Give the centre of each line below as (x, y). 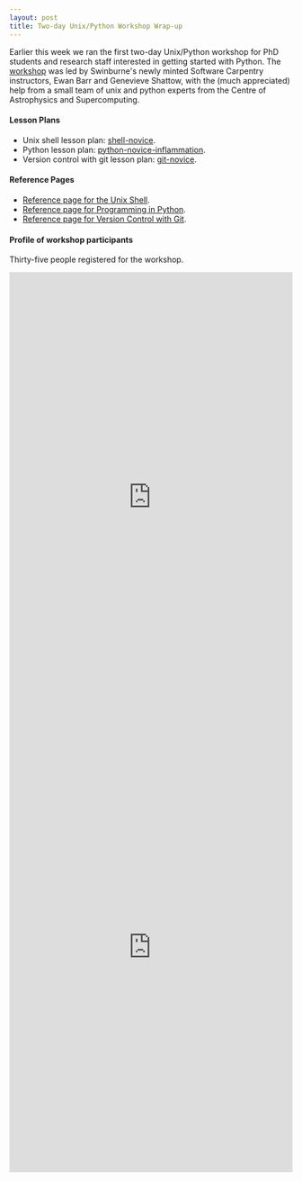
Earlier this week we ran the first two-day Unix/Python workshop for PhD (144, 51)
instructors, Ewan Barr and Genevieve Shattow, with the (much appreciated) (150, 80)
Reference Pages (42, 180)
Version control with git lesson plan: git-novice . (110, 159)
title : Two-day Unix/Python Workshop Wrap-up (96, 26)
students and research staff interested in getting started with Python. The (145, 61)
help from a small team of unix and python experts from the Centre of (138, 90)
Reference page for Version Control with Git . (104, 219)
